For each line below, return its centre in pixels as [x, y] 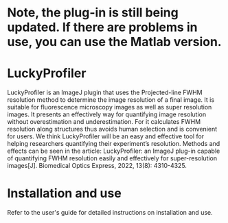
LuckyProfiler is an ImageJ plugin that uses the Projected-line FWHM [105, 93]
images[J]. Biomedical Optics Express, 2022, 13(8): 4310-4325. [97, 166]
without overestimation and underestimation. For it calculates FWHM [104, 122]
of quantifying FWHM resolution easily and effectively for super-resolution [112, 158]
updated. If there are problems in [102, 27]
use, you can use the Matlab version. [114, 42]
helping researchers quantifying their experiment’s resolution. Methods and [114, 144]
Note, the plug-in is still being [93, 13]
